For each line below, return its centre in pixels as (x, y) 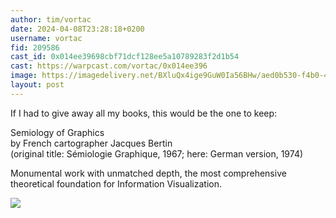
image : (24, 76)
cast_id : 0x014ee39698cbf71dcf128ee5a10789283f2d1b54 (125, 57)
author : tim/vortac (51, 19)
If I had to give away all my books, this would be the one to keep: (144, 113)
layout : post (37, 85)
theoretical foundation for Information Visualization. (116, 183)
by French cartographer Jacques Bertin (91, 143)
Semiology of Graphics (57, 132)
